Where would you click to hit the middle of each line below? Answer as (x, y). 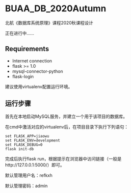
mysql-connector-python (38, 71)
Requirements (27, 49)
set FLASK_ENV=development (33, 140)
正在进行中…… (20, 33)
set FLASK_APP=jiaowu (27, 136)
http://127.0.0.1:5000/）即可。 (35, 165)
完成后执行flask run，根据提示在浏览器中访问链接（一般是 (63, 159)
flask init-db (20, 149)
